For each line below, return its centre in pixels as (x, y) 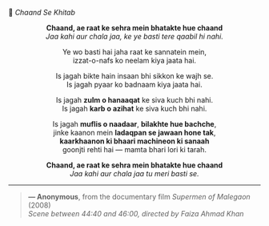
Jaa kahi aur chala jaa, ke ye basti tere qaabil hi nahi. (134, 36)
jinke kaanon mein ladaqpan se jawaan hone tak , (134, 133)
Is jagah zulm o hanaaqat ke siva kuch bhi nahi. (134, 100)
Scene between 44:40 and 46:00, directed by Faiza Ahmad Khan (136, 214)
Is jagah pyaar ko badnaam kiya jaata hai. (134, 85)
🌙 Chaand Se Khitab (42, 12)
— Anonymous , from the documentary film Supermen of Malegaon (139, 197)
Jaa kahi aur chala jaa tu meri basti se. (134, 174)
